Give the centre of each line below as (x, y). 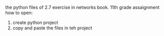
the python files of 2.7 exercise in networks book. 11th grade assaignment (82, 7)
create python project (35, 23)
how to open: (19, 13)
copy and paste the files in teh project (52, 28)
